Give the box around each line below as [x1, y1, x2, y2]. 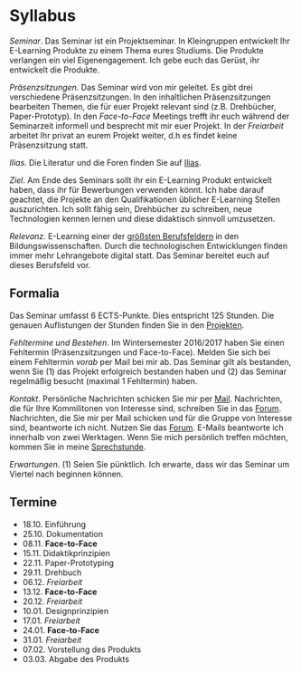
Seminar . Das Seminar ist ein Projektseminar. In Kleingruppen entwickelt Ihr [9, 35, 291, 46]
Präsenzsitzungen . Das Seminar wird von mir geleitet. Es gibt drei [9, 82, 253, 92]
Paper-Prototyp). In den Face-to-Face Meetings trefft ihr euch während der [9, 111, 290, 121]
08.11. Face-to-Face [22, 538, 98, 549]
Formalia [9, 286, 61, 302]
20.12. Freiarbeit [22, 595, 83, 607]
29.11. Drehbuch [22, 567, 82, 578]
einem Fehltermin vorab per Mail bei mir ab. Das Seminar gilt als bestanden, [9, 356, 292, 367]
